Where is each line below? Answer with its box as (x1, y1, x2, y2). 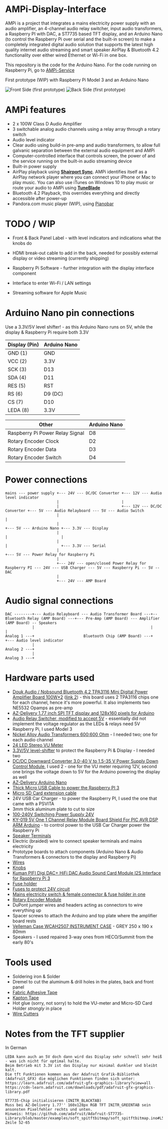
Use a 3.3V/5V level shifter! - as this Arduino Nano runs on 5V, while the (5, 324, 153, 330)
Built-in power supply (12, 163, 56, 169)
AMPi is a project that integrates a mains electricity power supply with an (5, 20, 155, 26)
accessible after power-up (12, 195, 67, 201)
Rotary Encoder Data (7, 445, 56, 452)
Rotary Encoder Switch (7, 454, 61, 461)
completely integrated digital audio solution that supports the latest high (5, 41, 153, 47)
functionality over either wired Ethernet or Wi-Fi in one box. (5, 52, 127, 58)
